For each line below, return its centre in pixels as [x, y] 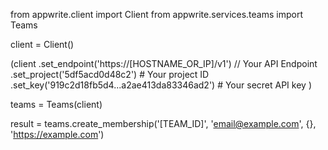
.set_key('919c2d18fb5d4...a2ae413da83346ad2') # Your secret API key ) [161, 85]
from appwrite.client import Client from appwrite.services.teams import [157, 14]
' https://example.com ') [57, 134]
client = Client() [42, 44]
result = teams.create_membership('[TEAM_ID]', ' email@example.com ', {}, [163, 123]
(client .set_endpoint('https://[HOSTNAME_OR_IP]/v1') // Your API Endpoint [164, 63]
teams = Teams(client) [56, 104]
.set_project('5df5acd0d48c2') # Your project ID [110, 74]
